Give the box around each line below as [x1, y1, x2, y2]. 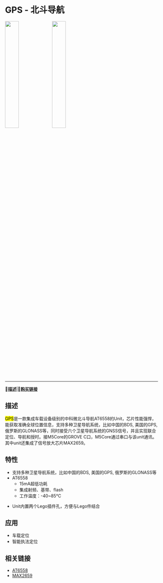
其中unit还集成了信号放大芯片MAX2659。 [5, 440, 88, 446]
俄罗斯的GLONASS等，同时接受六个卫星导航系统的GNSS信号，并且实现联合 [5, 428, 156, 434]
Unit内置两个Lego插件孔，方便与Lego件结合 [12, 503, 100, 509]
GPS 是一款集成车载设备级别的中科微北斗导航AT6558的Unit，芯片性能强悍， [5, 416, 157, 421]
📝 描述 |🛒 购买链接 [5, 386, 38, 392]
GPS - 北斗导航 [5, 4, 65, 16]
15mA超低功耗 [19, 480, 48, 487]
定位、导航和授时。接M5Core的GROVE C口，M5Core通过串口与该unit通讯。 [5, 434, 157, 439]
